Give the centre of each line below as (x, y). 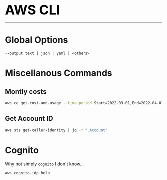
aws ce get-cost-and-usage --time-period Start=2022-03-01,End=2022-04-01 (84, 103)
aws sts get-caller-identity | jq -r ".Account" (56, 130)
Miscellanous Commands (59, 73)
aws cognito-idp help (28, 173)
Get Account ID (29, 118)
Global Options (37, 40)
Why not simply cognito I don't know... (44, 164)
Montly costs (26, 91)
